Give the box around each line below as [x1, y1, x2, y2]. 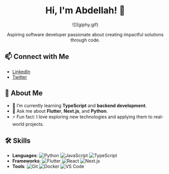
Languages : [12, 153, 38, 159]
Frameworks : [12, 158, 41, 164]
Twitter [12, 74, 28, 80]
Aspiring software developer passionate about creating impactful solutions [7, 31, 164, 37]
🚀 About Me [5, 89, 43, 98]
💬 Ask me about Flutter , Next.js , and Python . [12, 107, 108, 114]
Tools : [12, 163, 26, 169]
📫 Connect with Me [5, 52, 69, 61]
